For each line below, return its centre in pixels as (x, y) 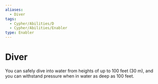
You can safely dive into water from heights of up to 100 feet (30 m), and (79, 71)
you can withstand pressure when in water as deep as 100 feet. (70, 76)
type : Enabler (20, 33)
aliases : (14, 10)
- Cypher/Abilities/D (32, 23)
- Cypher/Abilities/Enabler (39, 28)
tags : (11, 19)
